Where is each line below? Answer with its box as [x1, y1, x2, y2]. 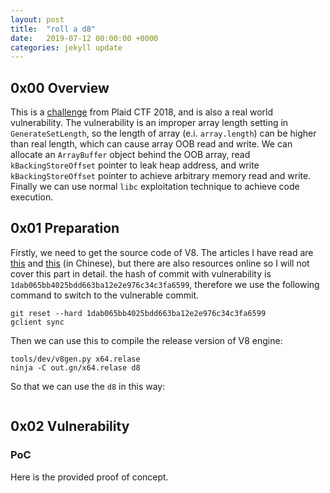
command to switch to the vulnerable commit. [10, 289, 200, 301]
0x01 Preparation [10, 220, 120, 237]
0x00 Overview [10, 79, 110, 96]
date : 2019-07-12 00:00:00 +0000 [10, 33, 159, 43]
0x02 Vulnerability [10, 418, 130, 435]
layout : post [10, 14, 65, 25]
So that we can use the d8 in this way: [10, 380, 166, 392]
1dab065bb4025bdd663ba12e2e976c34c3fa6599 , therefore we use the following [10, 278, 320, 290]
